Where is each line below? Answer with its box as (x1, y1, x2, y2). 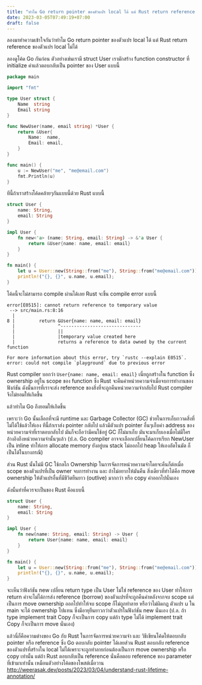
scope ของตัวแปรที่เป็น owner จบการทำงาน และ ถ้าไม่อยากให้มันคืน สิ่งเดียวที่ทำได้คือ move (7, 467, 195, 475)
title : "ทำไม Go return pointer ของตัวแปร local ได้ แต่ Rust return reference (7, 8, 195, 15)
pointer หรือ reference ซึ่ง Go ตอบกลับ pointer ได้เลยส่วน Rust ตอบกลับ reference (7, 639, 189, 647)
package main (7, 74, 40, 80)
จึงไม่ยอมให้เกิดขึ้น (7, 391, 43, 398)
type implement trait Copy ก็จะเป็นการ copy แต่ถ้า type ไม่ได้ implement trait (7, 613, 183, 621)
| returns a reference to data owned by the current (12, 339, 187, 345)
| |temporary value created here (12, 333, 136, 339)
